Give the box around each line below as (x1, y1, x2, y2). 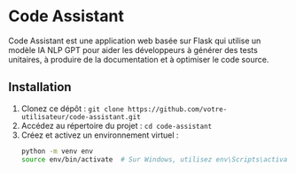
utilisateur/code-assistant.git (20, 112, 141, 121)
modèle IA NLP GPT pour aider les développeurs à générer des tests (8, 44, 258, 55)
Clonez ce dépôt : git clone (20, 103, 125, 114)
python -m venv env (20, 147, 94, 155)
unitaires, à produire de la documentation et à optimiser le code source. (8, 54, 269, 64)
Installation (8, 79, 72, 94)
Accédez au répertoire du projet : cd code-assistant (20, 120, 213, 131)
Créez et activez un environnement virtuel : (20, 130, 179, 140)
